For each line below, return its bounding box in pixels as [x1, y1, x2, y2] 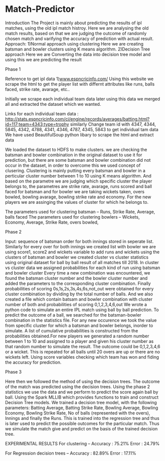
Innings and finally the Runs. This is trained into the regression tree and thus [5, 415, 160, 421]
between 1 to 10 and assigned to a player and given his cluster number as [5, 338, 154, 344]
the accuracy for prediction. [5, 359, 62, 365]
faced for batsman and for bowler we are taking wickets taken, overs [5, 188, 145, 194]
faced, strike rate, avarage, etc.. [5, 86, 70, 92]
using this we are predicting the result [5, 56, 82, 62]
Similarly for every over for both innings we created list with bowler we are [5, 243, 156, 249]
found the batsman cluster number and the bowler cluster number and [5, 275, 148, 281]
